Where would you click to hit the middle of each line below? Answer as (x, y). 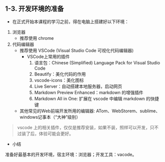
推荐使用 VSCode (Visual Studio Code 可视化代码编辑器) (77, 50)
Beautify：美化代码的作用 (60, 74)
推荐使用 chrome (37, 38)
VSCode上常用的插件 (48, 56)
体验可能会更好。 (56, 134)
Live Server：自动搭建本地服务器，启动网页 (78, 86)
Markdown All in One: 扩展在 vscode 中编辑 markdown (90, 98)
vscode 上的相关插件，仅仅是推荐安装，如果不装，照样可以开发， (83, 127)
